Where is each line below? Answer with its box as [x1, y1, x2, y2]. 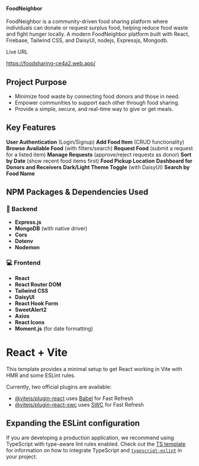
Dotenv [14, 237, 34, 245]
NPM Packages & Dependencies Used [6, 187, 149, 197]
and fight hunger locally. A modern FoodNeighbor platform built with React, [6, 30, 190, 38]
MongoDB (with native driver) [14, 224, 88, 232]
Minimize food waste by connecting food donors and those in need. [14, 93, 180, 100]
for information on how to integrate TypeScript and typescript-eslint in [6, 446, 182, 454]
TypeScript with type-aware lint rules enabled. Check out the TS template [6, 440, 186, 448]
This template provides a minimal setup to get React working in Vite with [6, 365, 182, 372]
